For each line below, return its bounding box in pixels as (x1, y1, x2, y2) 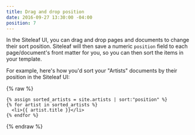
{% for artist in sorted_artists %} (6, 102, 98, 108)
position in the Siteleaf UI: (6, 73, 70, 81)
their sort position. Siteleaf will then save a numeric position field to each (6, 43, 188, 50)
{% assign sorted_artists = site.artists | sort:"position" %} (6, 97, 168, 103)
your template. (6, 55, 42, 63)
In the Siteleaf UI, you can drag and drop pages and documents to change (6, 37, 190, 44)
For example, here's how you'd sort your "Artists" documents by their (6, 67, 178, 74)
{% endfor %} (6, 112, 39, 119)
